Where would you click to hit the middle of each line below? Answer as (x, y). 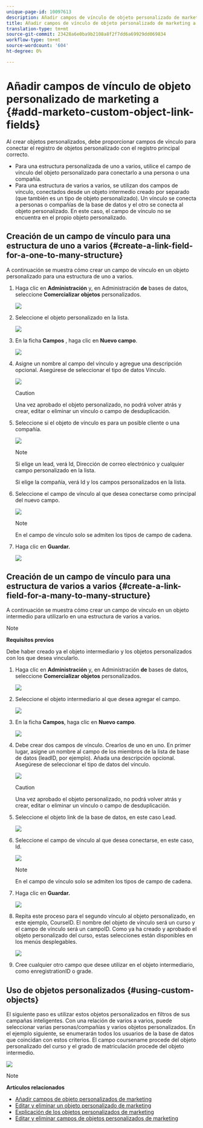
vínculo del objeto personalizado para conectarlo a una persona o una (102, 172)
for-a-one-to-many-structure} (65, 255)
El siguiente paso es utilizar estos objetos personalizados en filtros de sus (98, 1014)
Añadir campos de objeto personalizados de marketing (83, 1099)
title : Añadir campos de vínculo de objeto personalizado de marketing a (101, 23)
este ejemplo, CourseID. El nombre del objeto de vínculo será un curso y (105, 923)
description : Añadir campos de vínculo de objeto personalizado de (93, 18)
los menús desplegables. (46, 942)
